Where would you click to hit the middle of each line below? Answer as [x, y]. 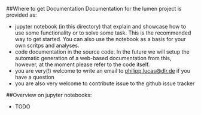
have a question [35, 77]
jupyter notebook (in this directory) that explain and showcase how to [100, 27]
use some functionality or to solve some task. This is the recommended [103, 33]
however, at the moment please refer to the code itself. [82, 64]
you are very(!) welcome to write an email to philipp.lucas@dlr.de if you [102, 71]
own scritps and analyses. [47, 45]
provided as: [22, 15]
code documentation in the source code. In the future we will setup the [102, 52]
